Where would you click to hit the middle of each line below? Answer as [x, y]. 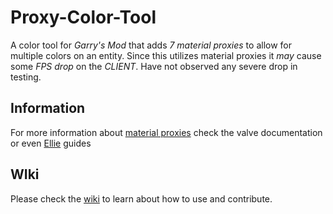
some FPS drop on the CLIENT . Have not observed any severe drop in [154, 66]
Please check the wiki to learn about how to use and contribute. [141, 198]
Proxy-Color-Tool [83, 17]
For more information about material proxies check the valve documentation [166, 132]
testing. [26, 77]
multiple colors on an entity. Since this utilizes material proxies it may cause [166, 55]
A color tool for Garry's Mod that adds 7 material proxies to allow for [151, 45]
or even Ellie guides [51, 143]
